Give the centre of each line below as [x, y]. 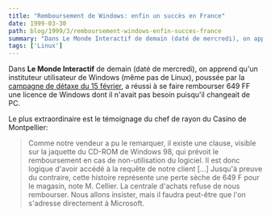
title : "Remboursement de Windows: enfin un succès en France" [117, 16]
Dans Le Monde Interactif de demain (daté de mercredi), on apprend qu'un [133, 69]
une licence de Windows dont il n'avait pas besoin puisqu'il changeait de [129, 95]
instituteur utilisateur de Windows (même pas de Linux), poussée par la [127, 78]
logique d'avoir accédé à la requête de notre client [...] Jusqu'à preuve [145, 169]
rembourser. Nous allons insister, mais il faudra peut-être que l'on [137, 195]
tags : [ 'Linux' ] [35, 46]
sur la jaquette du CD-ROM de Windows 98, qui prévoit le [123, 152]
